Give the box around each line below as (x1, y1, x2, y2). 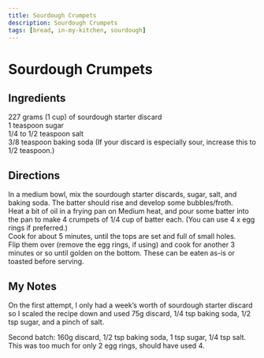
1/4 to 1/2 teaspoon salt (8, 129, 84, 139)
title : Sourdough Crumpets (8, 11, 97, 20)
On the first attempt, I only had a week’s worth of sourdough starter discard (8, 300, 253, 310)
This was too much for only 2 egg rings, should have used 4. (8, 341, 205, 350)
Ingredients (8, 91, 66, 105)
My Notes (8, 279, 58, 293)
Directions (8, 169, 61, 182)
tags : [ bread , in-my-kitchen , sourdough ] (8, 26, 147, 34)
